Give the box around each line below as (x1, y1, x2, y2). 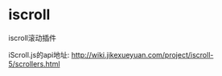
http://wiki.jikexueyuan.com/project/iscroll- (71, 50, 214, 59)
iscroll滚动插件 (8, 33, 56, 42)
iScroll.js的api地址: (8, 50, 70, 59)
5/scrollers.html (8, 58, 60, 69)
